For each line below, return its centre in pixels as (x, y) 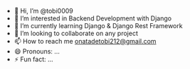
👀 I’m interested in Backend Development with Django (93, 18)
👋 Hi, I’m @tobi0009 (43, 11)
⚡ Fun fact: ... (33, 59)
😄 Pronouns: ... (37, 51)
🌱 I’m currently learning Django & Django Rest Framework (98, 26)
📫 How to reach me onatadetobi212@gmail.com (85, 41)
